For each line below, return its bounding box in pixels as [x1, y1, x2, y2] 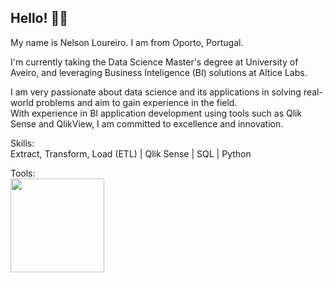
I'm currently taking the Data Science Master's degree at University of [10, 56, 299, 68]
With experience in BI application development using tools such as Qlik [10, 107, 303, 119]
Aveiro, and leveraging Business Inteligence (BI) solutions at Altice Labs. [10, 66, 308, 78]
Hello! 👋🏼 [10, 10, 69, 27]
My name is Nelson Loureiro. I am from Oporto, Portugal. [10, 36, 244, 48]
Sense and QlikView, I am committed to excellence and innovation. [10, 117, 284, 130]
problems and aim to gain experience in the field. [35, 96, 238, 108]
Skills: [10, 137, 35, 149]
